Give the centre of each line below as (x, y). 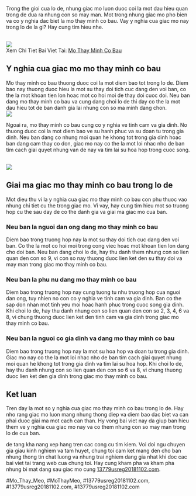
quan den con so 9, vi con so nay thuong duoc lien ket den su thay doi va (94, 258)
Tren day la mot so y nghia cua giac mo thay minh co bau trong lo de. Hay (95, 408)
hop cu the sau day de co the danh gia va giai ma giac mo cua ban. (87, 211)
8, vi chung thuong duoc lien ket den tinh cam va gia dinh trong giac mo (93, 317)
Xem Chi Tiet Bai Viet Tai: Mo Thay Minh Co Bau (64, 50)
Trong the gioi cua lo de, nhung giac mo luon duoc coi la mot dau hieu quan (97, 8)
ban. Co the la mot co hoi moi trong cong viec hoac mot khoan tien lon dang (98, 245)
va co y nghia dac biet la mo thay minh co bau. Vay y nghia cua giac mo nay (97, 21)
